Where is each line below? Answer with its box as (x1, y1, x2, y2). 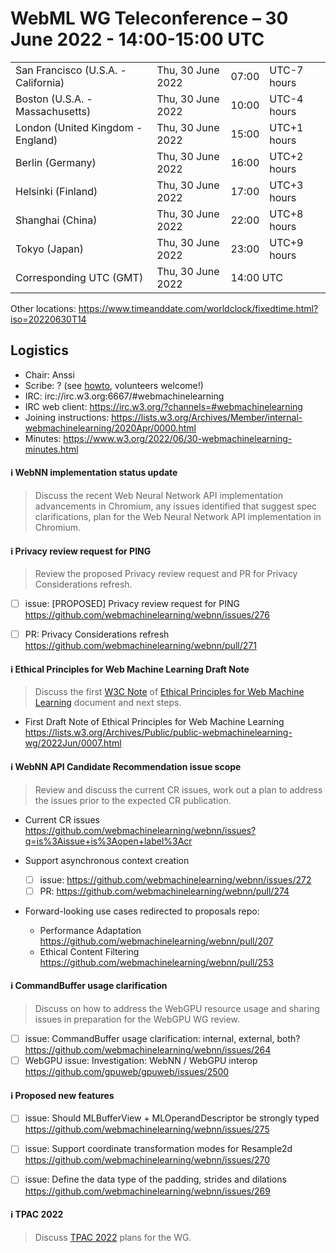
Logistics (10, 342, 69, 359)
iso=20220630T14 (10, 313, 87, 325)
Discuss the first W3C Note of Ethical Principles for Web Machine (34, 686, 305, 698)
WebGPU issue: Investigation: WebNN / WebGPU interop (24, 1055, 258, 1067)
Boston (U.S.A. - (15, 92, 93, 106)
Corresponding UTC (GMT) (15, 270, 144, 284)
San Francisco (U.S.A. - (15, 63, 127, 77)
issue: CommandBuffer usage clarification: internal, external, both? (24, 1033, 301, 1045)
